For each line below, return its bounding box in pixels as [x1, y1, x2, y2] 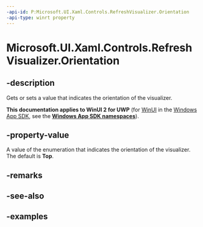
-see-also [6, 191, 45, 201]
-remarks [6, 170, 43, 180]
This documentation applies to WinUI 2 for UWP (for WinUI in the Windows [6, 106, 197, 113]
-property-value [6, 130, 69, 140]
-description [6, 78, 55, 88]
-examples [6, 211, 48, 222]
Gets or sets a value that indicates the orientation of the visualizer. [6, 94, 173, 101]
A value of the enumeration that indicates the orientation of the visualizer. [6, 146, 191, 153]
